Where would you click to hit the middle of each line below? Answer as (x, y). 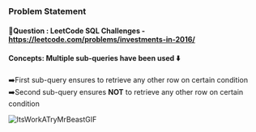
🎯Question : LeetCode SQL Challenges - (77, 31)
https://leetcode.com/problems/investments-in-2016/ (102, 39)
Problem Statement (47, 11)
